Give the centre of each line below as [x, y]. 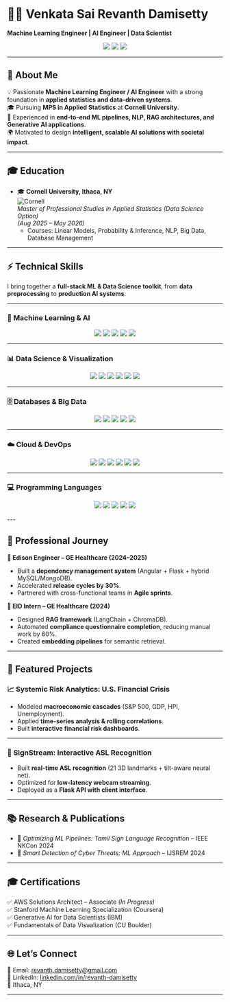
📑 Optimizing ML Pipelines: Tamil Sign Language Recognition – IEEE [113, 839]
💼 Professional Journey [58, 541]
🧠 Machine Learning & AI [49, 318]
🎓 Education [36, 171]
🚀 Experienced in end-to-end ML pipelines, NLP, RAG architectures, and [111, 117]
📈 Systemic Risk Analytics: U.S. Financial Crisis [88, 689]
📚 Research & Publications [66, 819]
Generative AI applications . [47, 124]
